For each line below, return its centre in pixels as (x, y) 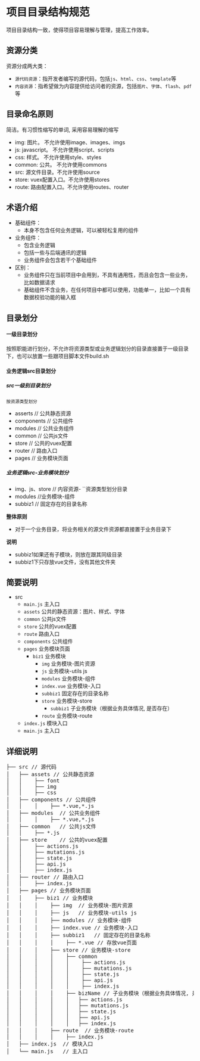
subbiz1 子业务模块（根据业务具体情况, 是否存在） (112, 708)
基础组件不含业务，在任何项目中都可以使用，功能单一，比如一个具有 (107, 290)
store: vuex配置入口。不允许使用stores (62, 179)
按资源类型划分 (22, 402)
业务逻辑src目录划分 (31, 371)
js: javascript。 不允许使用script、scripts (65, 150)
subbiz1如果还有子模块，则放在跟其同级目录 (68, 554)
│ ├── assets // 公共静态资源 (50, 774)
